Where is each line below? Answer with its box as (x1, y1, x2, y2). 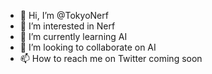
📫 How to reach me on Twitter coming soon (19, 53, 203, 64)
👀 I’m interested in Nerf (19, 20, 116, 32)
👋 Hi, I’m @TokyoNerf (19, 10, 109, 21)
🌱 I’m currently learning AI (19, 31, 128, 42)
